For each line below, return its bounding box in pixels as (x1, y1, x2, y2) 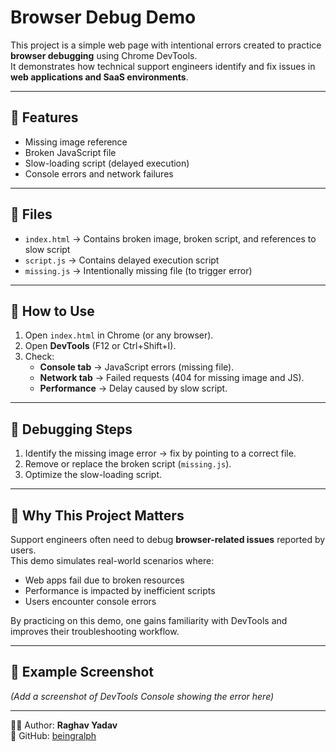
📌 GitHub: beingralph (10, 729, 97, 741)
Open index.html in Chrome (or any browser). (24, 329, 214, 341)
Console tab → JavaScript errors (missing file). (39, 361, 235, 373)
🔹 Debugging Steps (10, 421, 133, 438)
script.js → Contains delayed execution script (24, 254, 220, 266)
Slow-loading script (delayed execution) (24, 157, 190, 169)
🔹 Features (10, 109, 79, 126)
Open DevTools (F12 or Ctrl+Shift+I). (24, 340, 177, 352)
